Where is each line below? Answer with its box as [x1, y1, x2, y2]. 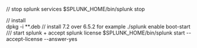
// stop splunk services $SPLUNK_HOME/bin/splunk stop [6, 6, 145, 12]
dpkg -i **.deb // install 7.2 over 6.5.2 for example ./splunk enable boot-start [6, 23, 190, 30]
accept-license [6, 36, 43, 42]
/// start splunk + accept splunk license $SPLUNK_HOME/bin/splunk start [6, 29, 185, 36]
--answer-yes [44, 36, 78, 42]
